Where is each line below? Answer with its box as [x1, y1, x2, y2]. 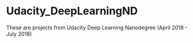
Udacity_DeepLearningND [6, 4, 138, 18]
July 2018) [6, 30, 32, 37]
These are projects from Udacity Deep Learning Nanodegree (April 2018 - [6, 24, 188, 31]
